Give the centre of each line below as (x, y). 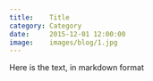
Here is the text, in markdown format (77, 68)
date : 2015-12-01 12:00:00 (68, 34)
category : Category (46, 26)
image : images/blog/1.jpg (64, 42)
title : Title (39, 17)
